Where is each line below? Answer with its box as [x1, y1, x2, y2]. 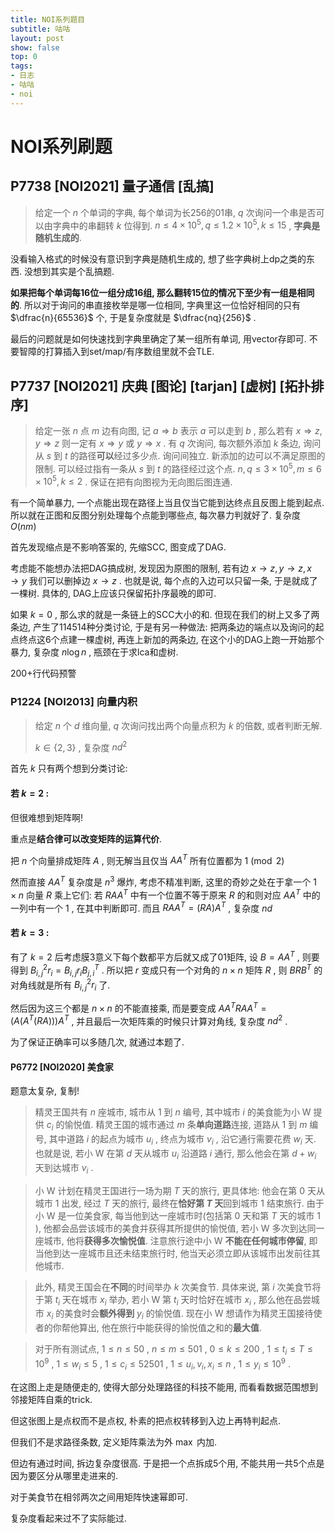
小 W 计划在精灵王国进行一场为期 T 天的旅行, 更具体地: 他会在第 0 [34, 1184, 306, 1196]
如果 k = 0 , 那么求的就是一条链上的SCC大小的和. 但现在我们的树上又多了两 [10, 609, 320, 621]
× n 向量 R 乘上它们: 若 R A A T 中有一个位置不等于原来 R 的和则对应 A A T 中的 [10, 887, 321, 901]
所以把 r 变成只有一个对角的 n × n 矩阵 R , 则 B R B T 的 [106, 962, 323, 976]
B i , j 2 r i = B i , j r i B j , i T [29, 962, 100, 978]
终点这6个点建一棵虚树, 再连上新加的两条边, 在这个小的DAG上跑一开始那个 [18, 634, 325, 646]
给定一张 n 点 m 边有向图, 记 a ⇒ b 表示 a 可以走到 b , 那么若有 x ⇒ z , [34, 425, 323, 437]
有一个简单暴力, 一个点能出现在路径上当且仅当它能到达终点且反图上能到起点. [10, 497, 325, 509]
